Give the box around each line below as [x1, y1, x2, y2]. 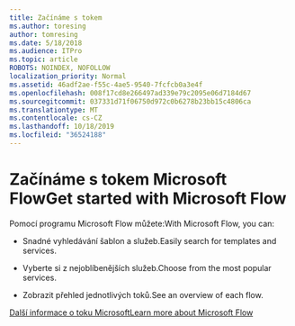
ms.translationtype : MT [9, 105, 99, 114]
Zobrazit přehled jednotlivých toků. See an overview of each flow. [22, 289, 264, 300]
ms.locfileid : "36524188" [9, 131, 106, 140]
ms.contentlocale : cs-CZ [9, 113, 103, 122]
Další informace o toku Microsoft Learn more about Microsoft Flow [9, 307, 254, 318]
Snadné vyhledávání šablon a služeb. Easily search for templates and [22, 235, 277, 246]
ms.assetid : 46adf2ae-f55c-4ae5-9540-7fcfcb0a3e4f [9, 80, 203, 89]
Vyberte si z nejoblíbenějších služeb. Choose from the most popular [22, 262, 272, 273]
